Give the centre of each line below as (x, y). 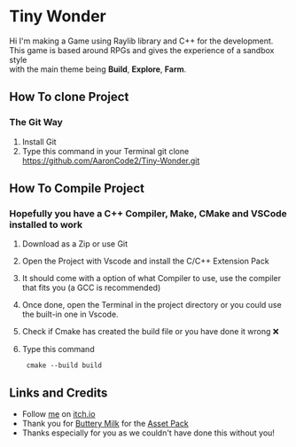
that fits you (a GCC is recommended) (91, 288)
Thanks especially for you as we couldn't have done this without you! (148, 433)
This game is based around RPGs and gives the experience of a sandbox (142, 50)
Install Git (39, 141)
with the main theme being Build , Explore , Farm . (98, 69)
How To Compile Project (77, 188)
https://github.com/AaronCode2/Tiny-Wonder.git (111, 161)
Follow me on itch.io (58, 414)
